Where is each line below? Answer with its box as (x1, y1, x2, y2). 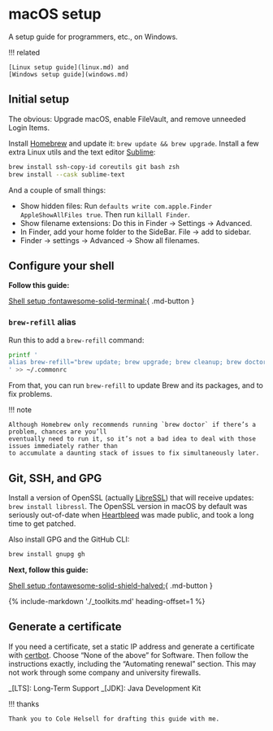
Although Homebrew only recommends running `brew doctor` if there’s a (8, 420, 256, 429)
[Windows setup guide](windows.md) (8, 70, 129, 78)
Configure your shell (8, 259, 115, 272)
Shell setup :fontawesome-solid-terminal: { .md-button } (8, 296, 195, 306)
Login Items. (8, 123, 50, 133)
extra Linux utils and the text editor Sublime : (8, 147, 156, 157)
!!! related (8, 47, 41, 57)
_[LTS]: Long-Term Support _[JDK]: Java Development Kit (8, 683, 201, 693)
